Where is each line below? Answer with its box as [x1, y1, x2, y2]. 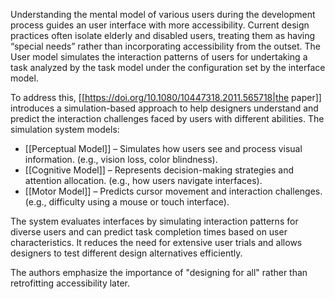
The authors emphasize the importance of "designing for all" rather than [10, 267, 308, 278]
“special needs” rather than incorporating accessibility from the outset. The [10, 40, 322, 52]
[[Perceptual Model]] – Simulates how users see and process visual [24, 143, 303, 154]
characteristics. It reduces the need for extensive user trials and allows [10, 237, 303, 248]
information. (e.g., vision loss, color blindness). [24, 154, 218, 165]
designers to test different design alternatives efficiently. [10, 247, 243, 259]
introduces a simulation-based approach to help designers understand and [10, 102, 319, 114]
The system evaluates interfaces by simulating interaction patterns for [10, 215, 299, 227]
